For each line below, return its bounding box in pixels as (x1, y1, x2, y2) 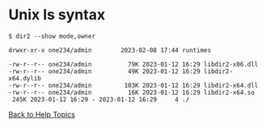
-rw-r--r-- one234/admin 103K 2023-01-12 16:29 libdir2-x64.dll (8, 81, 259, 89)
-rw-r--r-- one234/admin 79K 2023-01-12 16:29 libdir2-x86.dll (8, 60, 259, 68)
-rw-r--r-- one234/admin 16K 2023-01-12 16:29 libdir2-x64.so (8, 88, 255, 96)
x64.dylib (8, 74, 42, 82)
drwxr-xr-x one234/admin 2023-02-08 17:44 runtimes (8, 46, 212, 54)
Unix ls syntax (8, 6, 106, 24)
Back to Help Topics (8, 109, 75, 119)
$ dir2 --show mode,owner (8, 32, 95, 40)
